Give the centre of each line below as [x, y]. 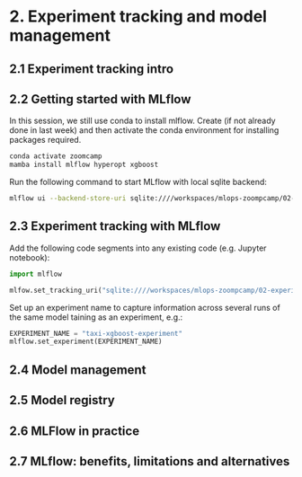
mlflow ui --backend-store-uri [68, 199]
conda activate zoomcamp [56, 156]
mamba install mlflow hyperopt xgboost [84, 165]
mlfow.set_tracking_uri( [56, 290]
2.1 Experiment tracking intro [91, 69]
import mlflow [36, 274]
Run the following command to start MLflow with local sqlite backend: [138, 182]
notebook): [30, 257]
